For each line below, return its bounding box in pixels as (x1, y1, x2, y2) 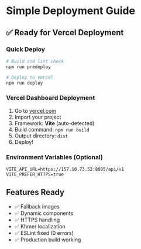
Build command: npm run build (14, 126, 90, 133)
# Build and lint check (6, 58, 64, 64)
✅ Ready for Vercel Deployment (6, 28, 124, 38)
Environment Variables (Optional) (6, 153, 104, 161)
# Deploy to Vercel (6, 75, 54, 80)
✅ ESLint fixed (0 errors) (14, 229, 74, 236)
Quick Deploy (6, 45, 46, 53)
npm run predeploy (6, 63, 51, 70)
